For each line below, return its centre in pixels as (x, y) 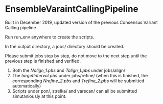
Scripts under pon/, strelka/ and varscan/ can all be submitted (74, 91)
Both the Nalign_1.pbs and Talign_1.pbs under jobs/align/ (69, 70)
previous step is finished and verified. (43, 61)
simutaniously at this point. (39, 96)
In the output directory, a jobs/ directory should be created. (65, 46)
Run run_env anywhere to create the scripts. (50, 37)
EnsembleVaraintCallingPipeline (72, 9)
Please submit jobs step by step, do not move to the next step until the (76, 56)
